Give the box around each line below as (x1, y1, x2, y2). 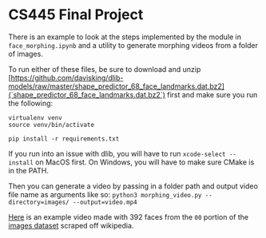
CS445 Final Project (8, 6, 144, 24)
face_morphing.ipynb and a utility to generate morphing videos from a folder (8, 40, 258, 50)
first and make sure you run (166, 89, 258, 99)
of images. (8, 49, 44, 58)
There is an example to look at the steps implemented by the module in (8, 32, 242, 42)
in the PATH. (8, 165, 50, 175)
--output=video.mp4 (72, 198, 137, 206)
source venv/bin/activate (8, 121, 94, 129)
